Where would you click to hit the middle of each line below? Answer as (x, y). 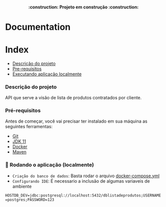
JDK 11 (19, 141)
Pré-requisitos (23, 110)
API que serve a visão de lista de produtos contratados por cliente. (73, 98)
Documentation (38, 27)
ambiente (22, 186)
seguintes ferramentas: (29, 127)
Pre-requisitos (27, 69)
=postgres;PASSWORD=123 (30, 200)
